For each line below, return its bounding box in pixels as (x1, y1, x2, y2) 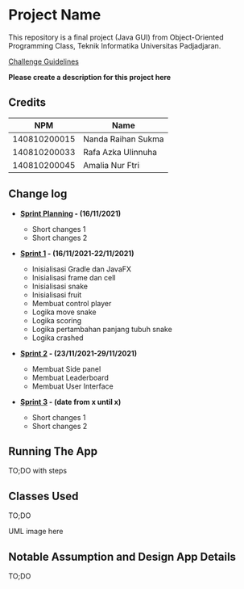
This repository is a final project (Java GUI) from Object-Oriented (8, 32, 224, 42)
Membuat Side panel (31, 364, 101, 373)
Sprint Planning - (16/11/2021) (19, 208, 122, 218)
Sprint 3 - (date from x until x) (19, 397, 122, 406)
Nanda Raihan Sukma (83, 133, 164, 145)
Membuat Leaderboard (31, 372, 109, 382)
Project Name (8, 6, 101, 24)
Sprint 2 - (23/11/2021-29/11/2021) (19, 348, 138, 358)
